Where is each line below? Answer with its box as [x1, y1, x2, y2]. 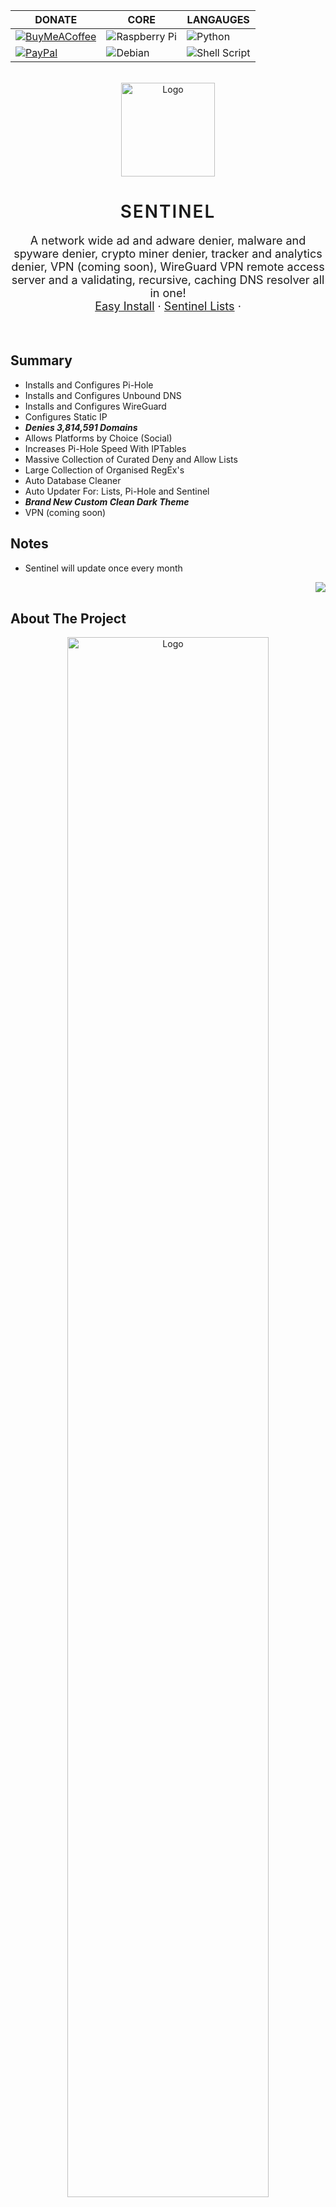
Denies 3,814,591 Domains [24, 421, 138, 433]
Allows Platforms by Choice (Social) [24, 432, 173, 444]
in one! [149, 285, 187, 300]
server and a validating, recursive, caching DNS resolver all [11, 272, 325, 287]
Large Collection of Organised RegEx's [24, 464, 185, 476]
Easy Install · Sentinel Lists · [94, 299, 242, 313]
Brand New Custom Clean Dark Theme [24, 495, 190, 508]
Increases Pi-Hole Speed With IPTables [24, 442, 187, 454]
